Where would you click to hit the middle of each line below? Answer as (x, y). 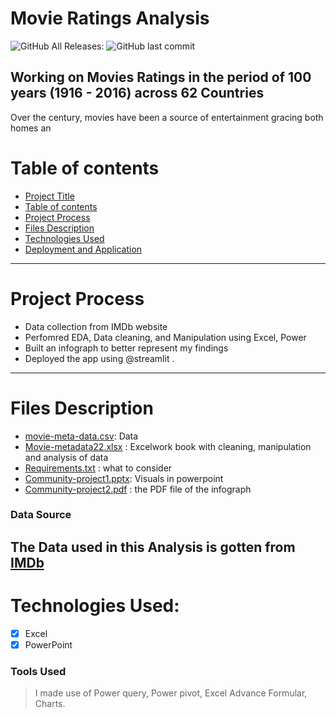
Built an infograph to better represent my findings (126, 348)
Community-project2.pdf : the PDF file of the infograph (138, 489)
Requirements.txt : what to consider (98, 468)
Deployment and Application (83, 249)
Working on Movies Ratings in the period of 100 (161, 77)
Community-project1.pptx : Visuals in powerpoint (124, 478)
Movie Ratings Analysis (110, 18)
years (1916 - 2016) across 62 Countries (137, 93)
